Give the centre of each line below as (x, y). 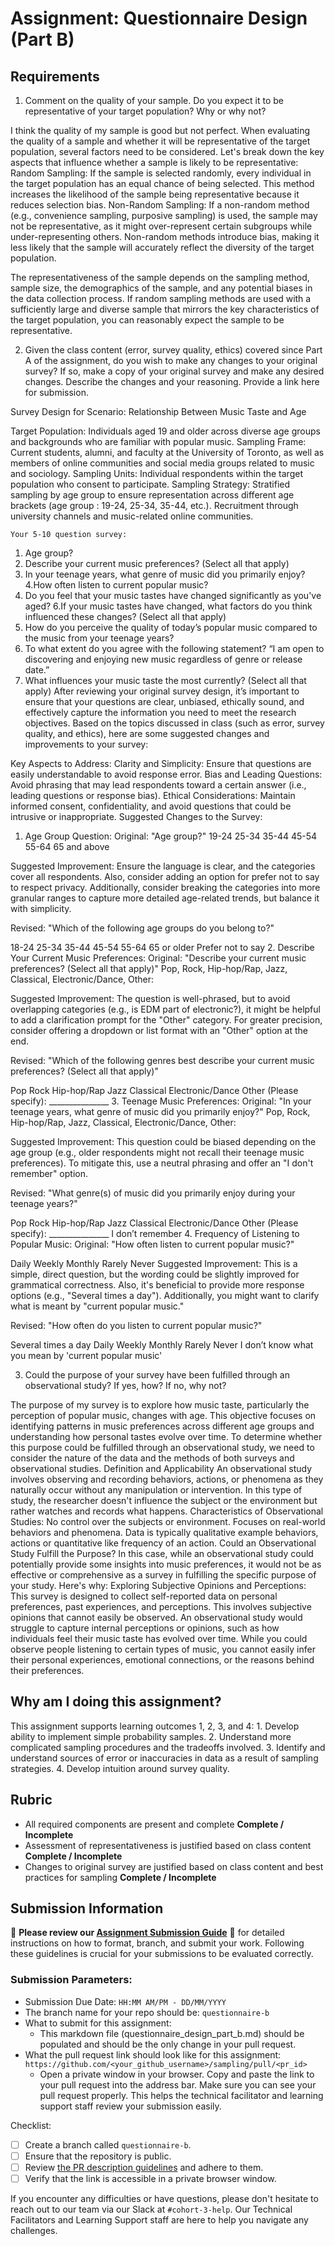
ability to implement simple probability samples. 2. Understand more (151, 1736)
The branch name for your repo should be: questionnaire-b (147, 2012)
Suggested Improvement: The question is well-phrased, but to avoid (150, 998)
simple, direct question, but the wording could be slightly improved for (155, 1274)
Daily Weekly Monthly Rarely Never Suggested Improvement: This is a (154, 1263)
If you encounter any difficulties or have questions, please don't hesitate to (164, 2198)
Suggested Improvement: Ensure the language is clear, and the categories (163, 866)
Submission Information (87, 1908)
